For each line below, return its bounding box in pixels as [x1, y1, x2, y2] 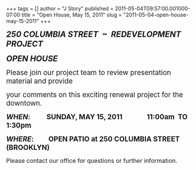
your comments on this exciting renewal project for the [6, 90, 184, 99]
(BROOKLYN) [6, 143, 50, 152]
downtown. [6, 99, 43, 108]
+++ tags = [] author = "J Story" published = [6, 5, 114, 12]
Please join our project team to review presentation [6, 68, 171, 77]
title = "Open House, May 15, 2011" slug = [21, 11, 122, 18]
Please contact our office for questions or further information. [6, 156, 178, 165]
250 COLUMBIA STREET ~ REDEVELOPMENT [6, 29, 181, 39]
